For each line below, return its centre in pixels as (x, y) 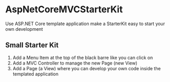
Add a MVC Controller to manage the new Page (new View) (75, 63)
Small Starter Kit (32, 45)
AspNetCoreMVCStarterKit (64, 9)
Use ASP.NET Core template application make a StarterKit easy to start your (85, 24)
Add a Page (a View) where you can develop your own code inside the (87, 68)
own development (24, 29)
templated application (35, 74)
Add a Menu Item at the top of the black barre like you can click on (83, 57)
